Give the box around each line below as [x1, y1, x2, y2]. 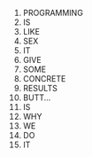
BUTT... [22, 92, 51, 103]
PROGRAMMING [22, 8, 83, 18]
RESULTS [22, 83, 58, 93]
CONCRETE [22, 74, 66, 83]
